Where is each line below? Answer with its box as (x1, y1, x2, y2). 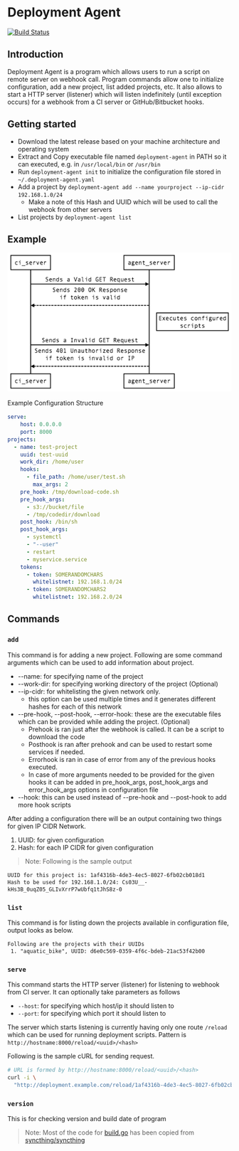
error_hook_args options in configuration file (28, 785, 159, 794)
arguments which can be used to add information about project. (7, 658, 194, 667)
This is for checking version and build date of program (7, 1115, 167, 1123)
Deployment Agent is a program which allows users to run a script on (7, 67, 210, 75)
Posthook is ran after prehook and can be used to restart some (28, 740, 213, 748)
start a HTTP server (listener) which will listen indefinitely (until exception (7, 90, 222, 98)
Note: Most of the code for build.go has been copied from (24, 1128, 194, 1137)
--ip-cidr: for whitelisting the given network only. (17, 687, 161, 696)
